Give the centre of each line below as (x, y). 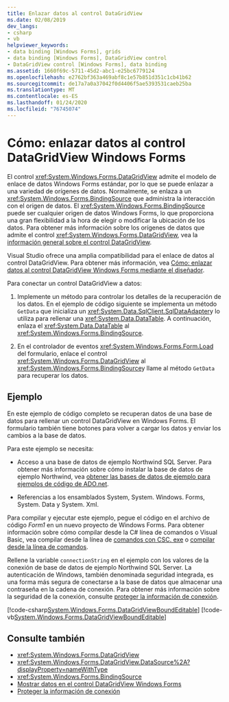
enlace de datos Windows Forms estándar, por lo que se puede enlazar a (110, 184)
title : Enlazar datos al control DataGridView (75, 13)
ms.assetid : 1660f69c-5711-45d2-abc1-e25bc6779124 (81, 71)
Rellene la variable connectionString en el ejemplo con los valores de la (108, 560)
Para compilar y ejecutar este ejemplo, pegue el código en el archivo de (109, 518)
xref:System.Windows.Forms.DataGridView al (81, 361)
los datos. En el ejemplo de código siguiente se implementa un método (117, 304)
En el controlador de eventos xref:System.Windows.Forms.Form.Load (115, 346)
